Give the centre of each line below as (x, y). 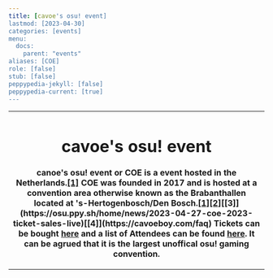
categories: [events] (45, 31)
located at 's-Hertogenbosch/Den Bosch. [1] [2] (128, 202)
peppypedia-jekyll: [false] (56, 84)
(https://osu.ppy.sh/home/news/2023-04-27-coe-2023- (136, 213)
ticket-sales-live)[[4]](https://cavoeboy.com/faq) (113, 223)
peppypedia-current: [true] (56, 91)
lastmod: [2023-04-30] (47, 24)
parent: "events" (52, 54)
